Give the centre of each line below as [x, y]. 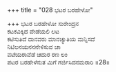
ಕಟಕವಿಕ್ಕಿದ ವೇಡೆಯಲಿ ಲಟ [33, 31]
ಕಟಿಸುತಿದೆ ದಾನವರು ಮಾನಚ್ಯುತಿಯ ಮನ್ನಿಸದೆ [51, 39]
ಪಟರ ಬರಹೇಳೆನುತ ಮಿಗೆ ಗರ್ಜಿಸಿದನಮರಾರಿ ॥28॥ [59, 62]
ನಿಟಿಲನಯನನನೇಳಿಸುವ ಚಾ [34, 47]
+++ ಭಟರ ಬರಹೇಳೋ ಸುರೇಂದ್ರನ [43, 24]
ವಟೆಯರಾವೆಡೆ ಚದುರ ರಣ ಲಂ [37, 55]
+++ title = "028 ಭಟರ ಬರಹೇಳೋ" [50, 10]
